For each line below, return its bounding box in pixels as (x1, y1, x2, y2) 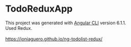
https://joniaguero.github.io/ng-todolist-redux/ (5, 36, 103, 42)
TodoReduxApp (5, 3, 73, 15)
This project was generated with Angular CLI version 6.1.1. (5, 20, 126, 26)
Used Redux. (5, 25, 32, 31)
